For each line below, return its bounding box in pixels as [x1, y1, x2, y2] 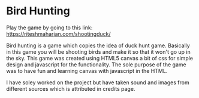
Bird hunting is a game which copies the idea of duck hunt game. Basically [6, 42, 190, 49]
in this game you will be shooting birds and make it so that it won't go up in [6, 48, 191, 55]
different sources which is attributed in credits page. [6, 85, 135, 92]
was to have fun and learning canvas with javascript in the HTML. [6, 67, 168, 74]
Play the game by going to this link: [6, 24, 93, 31]
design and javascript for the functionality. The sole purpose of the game [6, 61, 187, 68]
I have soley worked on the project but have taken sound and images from [6, 79, 190, 86]
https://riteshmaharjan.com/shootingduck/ [6, 30, 111, 37]
